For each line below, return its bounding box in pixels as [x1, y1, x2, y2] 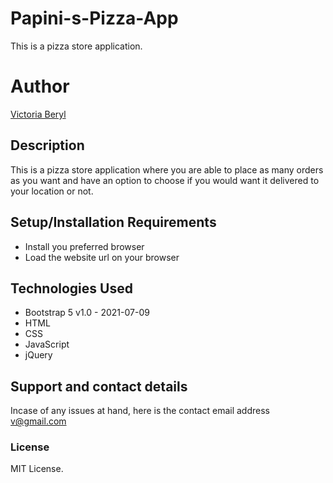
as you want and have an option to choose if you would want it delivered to [10, 174, 320, 186]
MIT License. [10, 463, 64, 475]
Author [10, 75, 70, 98]
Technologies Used [10, 280, 133, 297]
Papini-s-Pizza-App [10, 7, 179, 30]
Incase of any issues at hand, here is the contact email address [10, 405, 270, 417]
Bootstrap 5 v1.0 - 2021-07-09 [24, 307, 150, 319]
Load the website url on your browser [24, 251, 180, 263]
